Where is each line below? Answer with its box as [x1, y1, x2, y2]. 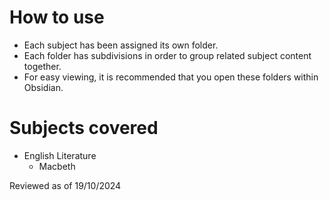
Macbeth [38, 160, 76, 172]
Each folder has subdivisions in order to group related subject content [23, 49, 312, 61]
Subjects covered [9, 117, 159, 140]
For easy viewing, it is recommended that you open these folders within [23, 71, 319, 83]
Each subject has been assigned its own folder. [23, 39, 219, 51]
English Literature [23, 149, 97, 161]
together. [23, 60, 62, 72]
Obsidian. [23, 81, 64, 93]
